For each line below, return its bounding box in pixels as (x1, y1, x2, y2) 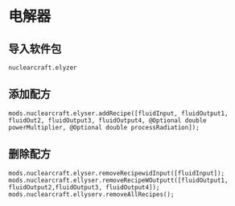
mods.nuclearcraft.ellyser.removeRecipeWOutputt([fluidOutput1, (8, 176, 229, 184)
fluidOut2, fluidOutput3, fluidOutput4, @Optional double (8, 116, 207, 125)
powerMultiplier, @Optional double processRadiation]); (8, 123, 200, 131)
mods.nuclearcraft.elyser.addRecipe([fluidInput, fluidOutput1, (8, 109, 229, 117)
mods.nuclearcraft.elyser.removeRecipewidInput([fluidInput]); (8, 169, 225, 177)
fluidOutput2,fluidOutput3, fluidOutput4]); (8, 183, 160, 192)
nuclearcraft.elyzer (8, 64, 78, 72)
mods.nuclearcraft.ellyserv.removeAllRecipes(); (8, 190, 175, 198)
